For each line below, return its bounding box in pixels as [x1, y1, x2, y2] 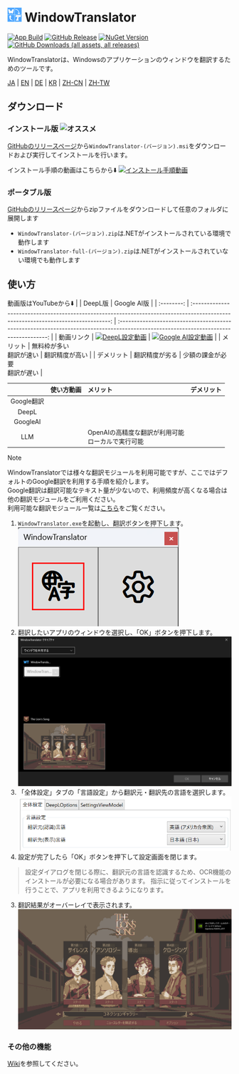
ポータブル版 [7, 187, 52, 197]
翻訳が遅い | [7, 368, 43, 377]
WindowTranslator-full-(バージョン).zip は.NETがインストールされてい [17, 247, 223, 255]
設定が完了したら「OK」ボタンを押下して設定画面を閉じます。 [17, 852, 201, 862]
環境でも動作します [23, 255, 80, 264]
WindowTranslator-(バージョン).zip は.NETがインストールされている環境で [17, 229, 232, 237]
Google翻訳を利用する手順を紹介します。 [31, 477, 153, 485]
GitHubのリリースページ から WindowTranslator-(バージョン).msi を [7, 141, 196, 150]
